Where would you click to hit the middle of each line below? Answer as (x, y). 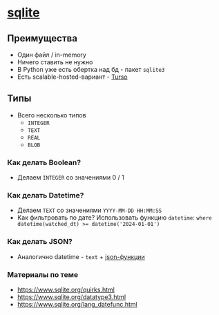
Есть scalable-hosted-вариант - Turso (72, 77)
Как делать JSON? (40, 242)
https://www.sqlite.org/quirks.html (66, 289)
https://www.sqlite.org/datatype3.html (72, 297)
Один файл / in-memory (51, 55)
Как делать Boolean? (44, 162)
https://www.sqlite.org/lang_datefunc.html (77, 304)
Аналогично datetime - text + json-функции (81, 256)
